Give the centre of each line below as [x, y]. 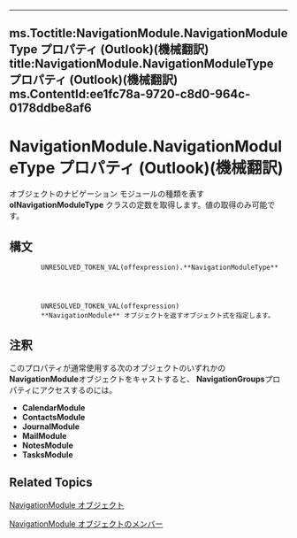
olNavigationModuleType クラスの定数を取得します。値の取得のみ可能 [138, 205]
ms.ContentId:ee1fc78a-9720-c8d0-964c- [130, 94]
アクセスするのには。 [78, 389]
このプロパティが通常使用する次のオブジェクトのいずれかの [118, 367]
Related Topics [51, 483]
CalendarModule [53, 407]
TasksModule [47, 454]
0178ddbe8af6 [50, 108]
